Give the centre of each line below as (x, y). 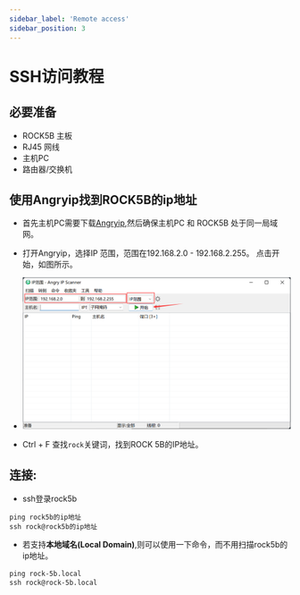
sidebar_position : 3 (48, 28)
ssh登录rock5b (50, 498)
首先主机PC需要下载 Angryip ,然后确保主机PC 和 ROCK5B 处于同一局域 (150, 223)
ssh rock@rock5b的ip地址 (54, 527)
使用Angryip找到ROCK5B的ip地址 (103, 200)
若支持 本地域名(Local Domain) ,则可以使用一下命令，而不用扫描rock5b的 (155, 544)
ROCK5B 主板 (47, 135)
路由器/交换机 (47, 169)
